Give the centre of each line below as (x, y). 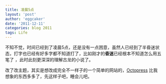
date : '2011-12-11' (25, 23)
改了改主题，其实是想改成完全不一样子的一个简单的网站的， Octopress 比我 (82, 70)
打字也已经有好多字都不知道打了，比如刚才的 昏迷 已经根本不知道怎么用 (85, 53)
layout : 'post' (21, 14)
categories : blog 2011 (28, 28)
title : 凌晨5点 (20, 10)
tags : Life (16, 33)
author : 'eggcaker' (25, 19)
